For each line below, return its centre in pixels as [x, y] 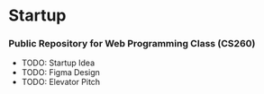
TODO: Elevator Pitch [61, 82]
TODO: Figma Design [61, 73]
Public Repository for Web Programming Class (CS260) [132, 44]
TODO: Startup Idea [58, 63]
